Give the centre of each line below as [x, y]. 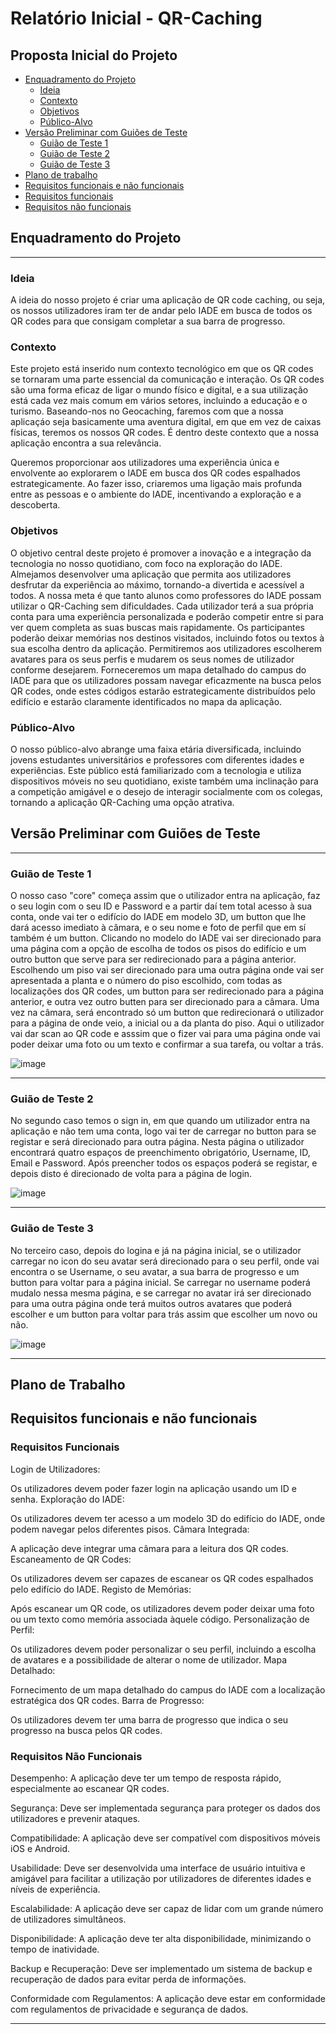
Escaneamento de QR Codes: [71, 1559]
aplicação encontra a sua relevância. [86, 443]
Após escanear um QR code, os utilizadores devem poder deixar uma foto [162, 1608]
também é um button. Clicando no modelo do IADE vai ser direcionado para [166, 938]
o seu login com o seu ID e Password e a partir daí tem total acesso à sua [161, 906]
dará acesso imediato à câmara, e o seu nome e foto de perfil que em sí [158, 928]
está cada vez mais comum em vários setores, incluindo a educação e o [159, 401]
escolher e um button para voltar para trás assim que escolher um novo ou [164, 1314]
